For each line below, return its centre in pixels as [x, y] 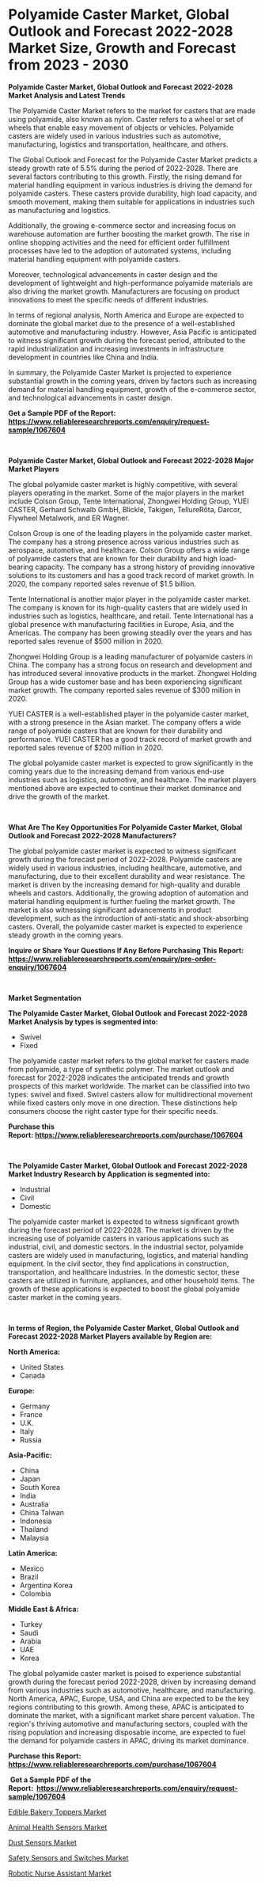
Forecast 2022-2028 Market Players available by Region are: [110, 1336]
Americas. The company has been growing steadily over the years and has [130, 633]
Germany [34, 1406]
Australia [34, 1504]
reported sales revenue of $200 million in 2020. [86, 747]
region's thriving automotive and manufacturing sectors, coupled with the [128, 1723]
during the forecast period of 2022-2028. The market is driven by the [121, 1229]
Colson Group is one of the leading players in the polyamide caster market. [130, 533]
